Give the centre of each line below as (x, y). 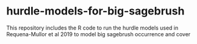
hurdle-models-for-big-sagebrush (95, 11)
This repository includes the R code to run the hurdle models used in (92, 28)
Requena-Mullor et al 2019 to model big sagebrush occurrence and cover (99, 34)
